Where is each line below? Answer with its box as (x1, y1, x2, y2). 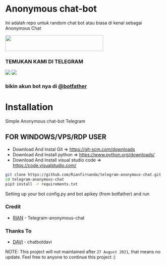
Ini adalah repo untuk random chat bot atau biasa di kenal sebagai (5, 20, 142, 26)
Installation (5, 102, 53, 113)
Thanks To (5, 227, 32, 234)
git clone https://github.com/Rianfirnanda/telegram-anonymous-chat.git (5, 172, 161, 177)
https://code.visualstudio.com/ (12, 162, 77, 168)
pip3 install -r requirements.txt (5, 182, 78, 187)
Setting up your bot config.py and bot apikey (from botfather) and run (5, 191, 150, 197)
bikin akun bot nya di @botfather (5, 83, 87, 90)
